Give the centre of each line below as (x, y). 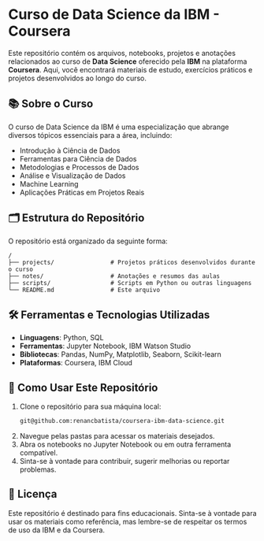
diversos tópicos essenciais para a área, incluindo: (90, 135)
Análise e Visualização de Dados (73, 176)
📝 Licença (33, 494)
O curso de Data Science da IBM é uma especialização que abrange (119, 127)
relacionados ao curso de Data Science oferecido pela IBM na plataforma (128, 61)
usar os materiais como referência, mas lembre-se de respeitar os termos (128, 521)
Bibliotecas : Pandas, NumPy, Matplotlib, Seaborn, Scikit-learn (121, 354)
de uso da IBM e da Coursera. (56, 530)
